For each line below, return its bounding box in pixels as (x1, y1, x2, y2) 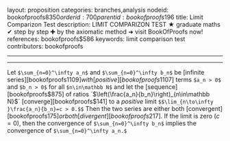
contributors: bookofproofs (7, 42, 84, 50)
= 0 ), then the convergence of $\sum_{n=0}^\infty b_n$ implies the (7, 119, 197, 127)
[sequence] (144, 83, 178, 91)
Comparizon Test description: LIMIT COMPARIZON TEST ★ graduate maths (7, 21, 221, 28)
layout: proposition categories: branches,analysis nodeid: (7, 6, 169, 14)
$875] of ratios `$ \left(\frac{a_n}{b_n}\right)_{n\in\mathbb (47, 90, 210, 98)
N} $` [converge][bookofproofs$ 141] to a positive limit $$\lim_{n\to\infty (7, 97, 214, 105)
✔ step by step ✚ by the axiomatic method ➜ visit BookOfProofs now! (7, 27, 203, 36)
